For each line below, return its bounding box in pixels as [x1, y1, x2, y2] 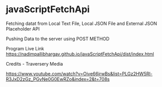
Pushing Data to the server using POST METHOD [6, 36, 110, 42]
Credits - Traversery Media [6, 61, 63, 67]
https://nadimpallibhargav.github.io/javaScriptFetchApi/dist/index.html [6, 51, 154, 57]
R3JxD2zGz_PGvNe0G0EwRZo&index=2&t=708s [6, 76, 110, 82]
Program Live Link [6, 45, 44, 51]
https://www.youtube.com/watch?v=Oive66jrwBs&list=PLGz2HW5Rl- [6, 70, 153, 77]
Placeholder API [6, 25, 40, 32]
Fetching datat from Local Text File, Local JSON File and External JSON [6, 20, 157, 26]
